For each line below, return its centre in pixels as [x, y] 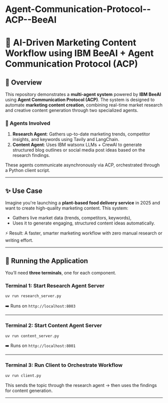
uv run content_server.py [32, 336]
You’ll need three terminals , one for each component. [61, 273]
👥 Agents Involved [28, 123]
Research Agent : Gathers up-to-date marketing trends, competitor [81, 134]
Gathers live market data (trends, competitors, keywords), [72, 218]
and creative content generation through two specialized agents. [72, 110]
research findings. [31, 155]
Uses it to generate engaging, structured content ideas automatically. [84, 223]
